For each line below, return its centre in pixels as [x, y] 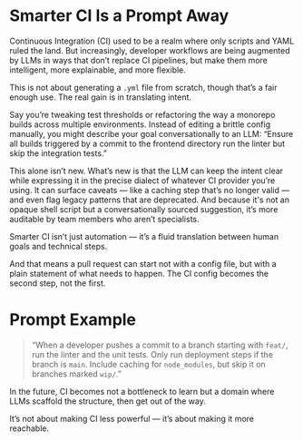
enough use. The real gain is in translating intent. [101, 97]
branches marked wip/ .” [77, 374]
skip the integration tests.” [58, 153]
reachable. [29, 428]
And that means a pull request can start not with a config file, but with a [143, 263]
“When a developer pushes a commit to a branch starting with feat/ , [160, 345]
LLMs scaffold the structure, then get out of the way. [108, 401]
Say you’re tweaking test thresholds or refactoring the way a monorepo [142, 114]
